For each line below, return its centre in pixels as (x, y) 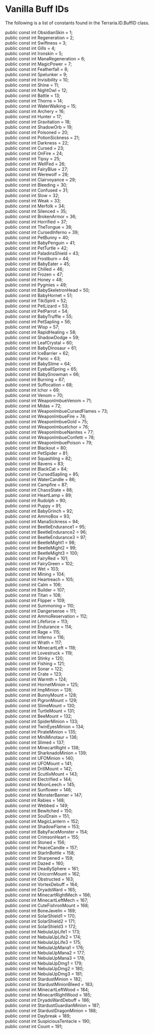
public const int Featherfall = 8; (37, 69)
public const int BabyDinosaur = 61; (41, 348)
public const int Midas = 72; (33, 406)
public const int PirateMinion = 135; (41, 732)
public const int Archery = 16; (35, 111)
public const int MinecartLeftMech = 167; (47, 900)
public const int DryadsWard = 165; (41, 889)
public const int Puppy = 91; (33, 505)
